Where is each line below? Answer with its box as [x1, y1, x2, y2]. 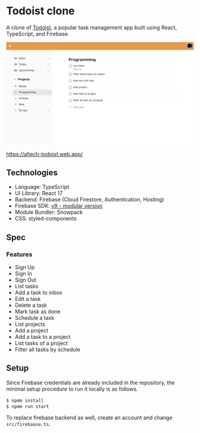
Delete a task [14, 302, 48, 309]
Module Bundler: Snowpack [14, 208, 83, 216]
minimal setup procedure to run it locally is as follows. [6, 385, 138, 392]
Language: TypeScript [14, 183, 70, 191]
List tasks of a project [14, 339, 68, 347]
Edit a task [14, 295, 41, 303]
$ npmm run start [6, 403, 49, 409]
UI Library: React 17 [14, 189, 63, 197]
